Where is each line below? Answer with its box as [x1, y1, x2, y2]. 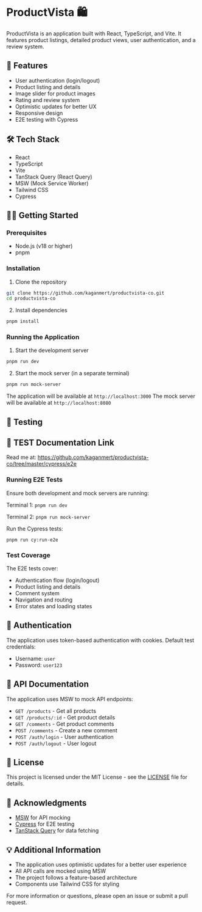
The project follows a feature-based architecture [15, 874, 138, 881]
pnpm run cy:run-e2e [6, 537, 59, 543]
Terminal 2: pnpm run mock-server [6, 513, 91, 520]
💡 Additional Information [6, 845, 102, 855]
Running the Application [6, 333, 80, 342]
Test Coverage [6, 551, 50, 559]
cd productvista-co [6, 295, 56, 302]
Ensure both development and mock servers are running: [6, 489, 149, 496]
